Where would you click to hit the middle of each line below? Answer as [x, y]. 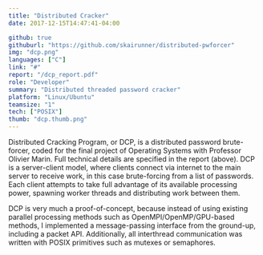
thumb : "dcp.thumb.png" [48, 120]
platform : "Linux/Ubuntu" [51, 97]
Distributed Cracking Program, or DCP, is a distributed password [115, 142]
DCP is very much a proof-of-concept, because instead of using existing [128, 208]
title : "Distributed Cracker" [59, 16]
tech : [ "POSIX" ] [35, 112]
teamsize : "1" [32, 105]
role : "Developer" [39, 82]
